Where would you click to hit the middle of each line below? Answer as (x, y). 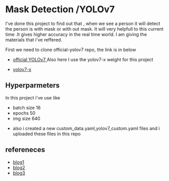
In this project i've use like (33, 97)
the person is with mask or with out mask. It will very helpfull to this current (84, 29)
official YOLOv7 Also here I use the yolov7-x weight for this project (83, 59)
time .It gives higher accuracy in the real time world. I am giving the (76, 34)
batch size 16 (27, 108)
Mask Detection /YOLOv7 (60, 9)
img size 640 (26, 118)
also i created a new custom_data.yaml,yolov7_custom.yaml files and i (86, 128)
